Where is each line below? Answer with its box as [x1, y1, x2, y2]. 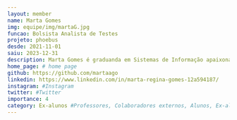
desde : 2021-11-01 [7, 43, 61, 50]
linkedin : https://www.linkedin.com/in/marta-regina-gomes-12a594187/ [7, 76, 219, 83]
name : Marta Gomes [7, 17, 61, 24]
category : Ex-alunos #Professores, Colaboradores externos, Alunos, [7, 102, 213, 109]
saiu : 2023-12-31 [7, 50, 59, 57]
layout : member [7, 10, 52, 18]
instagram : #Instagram [7, 83, 74, 90]
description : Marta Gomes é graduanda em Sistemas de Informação [7, 56, 203, 64]
